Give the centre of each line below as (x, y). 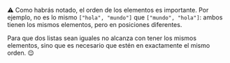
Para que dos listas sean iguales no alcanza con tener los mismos (102, 38)
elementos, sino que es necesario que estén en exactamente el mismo (109, 45)
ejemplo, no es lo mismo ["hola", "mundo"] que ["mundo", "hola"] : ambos (115, 17)
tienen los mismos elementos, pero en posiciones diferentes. (95, 25)
